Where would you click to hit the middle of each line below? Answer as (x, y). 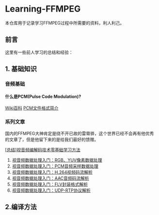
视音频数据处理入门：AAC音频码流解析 (51, 178)
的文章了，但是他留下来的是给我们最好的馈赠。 (52, 139)
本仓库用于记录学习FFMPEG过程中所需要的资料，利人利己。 (65, 23)
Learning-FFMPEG (43, 9)
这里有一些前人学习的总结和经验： (39, 52)
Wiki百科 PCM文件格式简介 (32, 108)
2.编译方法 (21, 207)
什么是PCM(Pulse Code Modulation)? (43, 96)
